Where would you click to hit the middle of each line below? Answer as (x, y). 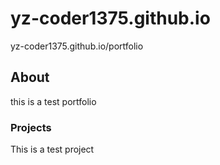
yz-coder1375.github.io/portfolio (77, 46)
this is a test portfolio (53, 101)
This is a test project (52, 149)
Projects (31, 127)
